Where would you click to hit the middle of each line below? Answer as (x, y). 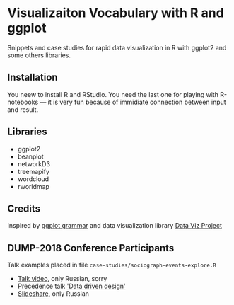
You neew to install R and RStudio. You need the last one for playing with (113, 94)
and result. (23, 109)
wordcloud (33, 179)
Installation (33, 77)
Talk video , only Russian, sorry (62, 279)
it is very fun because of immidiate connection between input (137, 102)
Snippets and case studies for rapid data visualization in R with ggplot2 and (117, 47)
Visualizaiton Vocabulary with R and (116, 13)
